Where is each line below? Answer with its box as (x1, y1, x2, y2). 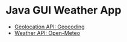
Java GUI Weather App (5, 4, 122, 17)
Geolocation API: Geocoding (14, 23, 85, 30)
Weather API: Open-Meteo (14, 29, 81, 36)
